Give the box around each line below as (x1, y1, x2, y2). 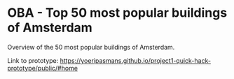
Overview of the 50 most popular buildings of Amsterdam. (7, 43, 175, 51)
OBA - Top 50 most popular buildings (7, 5, 228, 21)
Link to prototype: (7, 56, 59, 64)
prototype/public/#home (7, 64, 78, 72)
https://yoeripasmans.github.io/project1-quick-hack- (60, 56, 212, 64)
